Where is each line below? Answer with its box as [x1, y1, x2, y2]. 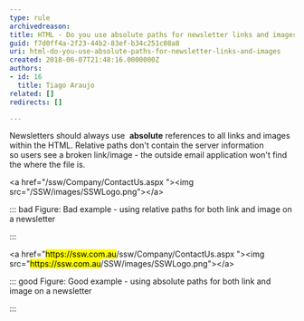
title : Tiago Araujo [17, 81, 95, 90]
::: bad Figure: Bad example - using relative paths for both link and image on [9, 204, 292, 215]
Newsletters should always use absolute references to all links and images [9, 131, 291, 141]
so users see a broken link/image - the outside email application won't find [9, 150, 288, 160]
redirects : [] [9, 97, 63, 107]
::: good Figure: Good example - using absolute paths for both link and [9, 276, 271, 287]
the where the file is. [9, 160, 86, 170]
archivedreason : [9, 22, 71, 31]
